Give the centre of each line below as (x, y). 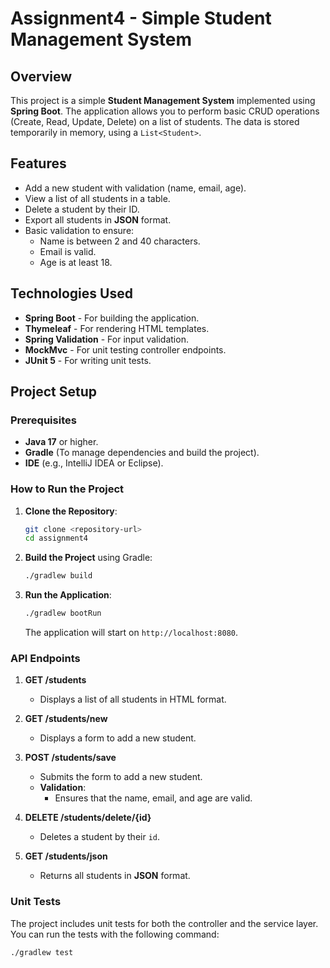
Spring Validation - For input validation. (106, 339)
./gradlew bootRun (63, 613)
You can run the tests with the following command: (115, 934)
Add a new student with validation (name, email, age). (135, 188)
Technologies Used (71, 293)
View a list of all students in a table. (97, 198)
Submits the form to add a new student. (121, 777)
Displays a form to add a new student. (118, 738)
